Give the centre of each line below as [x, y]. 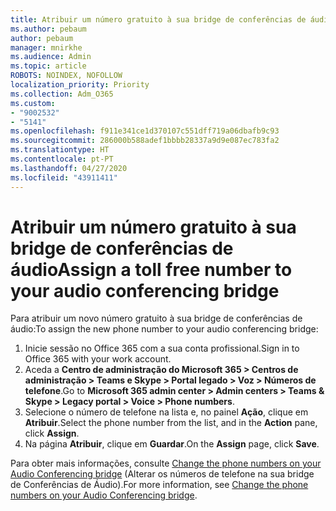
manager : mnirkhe [46, 47]
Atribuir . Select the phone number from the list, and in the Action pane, [171, 423]
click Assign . [52, 433]
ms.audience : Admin [51, 57]
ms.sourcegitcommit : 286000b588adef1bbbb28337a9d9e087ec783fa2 [145, 141]
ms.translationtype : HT [60, 150]
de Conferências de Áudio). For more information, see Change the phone [159, 485]
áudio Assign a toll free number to [151, 269]
